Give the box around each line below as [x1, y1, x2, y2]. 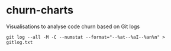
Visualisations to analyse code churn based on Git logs [6, 23, 140, 30]
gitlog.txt [6, 39, 33, 45]
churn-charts [6, 4, 74, 17]
